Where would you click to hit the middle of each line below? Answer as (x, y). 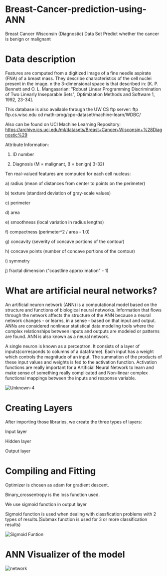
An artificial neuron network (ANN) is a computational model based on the (81, 304)
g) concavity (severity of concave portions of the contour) (65, 241)
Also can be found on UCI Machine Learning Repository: (63, 124)
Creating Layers (39, 408)
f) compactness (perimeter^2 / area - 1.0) (47, 231)
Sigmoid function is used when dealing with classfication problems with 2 (81, 514)
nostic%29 (16, 135)
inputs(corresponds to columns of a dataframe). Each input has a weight (80, 351)
